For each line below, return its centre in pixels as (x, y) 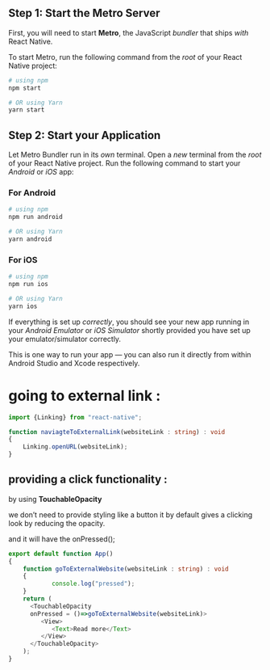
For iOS (23, 259)
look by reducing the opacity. (57, 523)
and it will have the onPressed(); (62, 539)
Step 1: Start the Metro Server (84, 13)
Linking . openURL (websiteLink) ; (75, 447)
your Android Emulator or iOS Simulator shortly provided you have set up (130, 330)
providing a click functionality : (88, 480)
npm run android (35, 217)
